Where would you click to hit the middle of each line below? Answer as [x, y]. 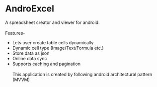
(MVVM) [21, 80]
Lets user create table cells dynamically [53, 42]
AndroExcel [30, 9]
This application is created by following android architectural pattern [82, 74]
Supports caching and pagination [46, 64]
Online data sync [30, 58]
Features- [15, 33]
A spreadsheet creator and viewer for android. [52, 22]
